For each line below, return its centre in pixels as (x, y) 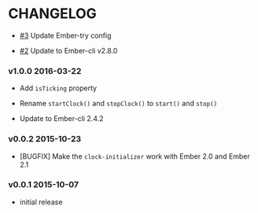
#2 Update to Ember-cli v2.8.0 (68, 50)
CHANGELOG (52, 14)
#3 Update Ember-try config (65, 35)
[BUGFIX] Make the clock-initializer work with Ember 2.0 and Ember (135, 156)
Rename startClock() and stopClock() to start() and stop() (118, 104)
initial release (41, 202)
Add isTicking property (58, 88)
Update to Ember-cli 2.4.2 (61, 119)
